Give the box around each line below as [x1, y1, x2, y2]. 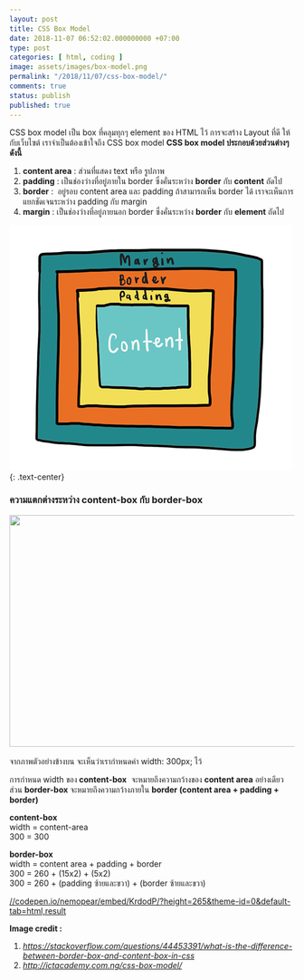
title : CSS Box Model [9, 24, 91, 34]
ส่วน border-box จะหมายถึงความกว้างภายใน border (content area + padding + [9, 784, 280, 795]
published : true [9, 101, 71, 110]
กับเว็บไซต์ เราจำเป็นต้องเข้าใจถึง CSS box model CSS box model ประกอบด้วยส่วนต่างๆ [9, 137, 290, 148]
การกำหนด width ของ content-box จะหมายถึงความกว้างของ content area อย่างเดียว [9, 773, 284, 784]
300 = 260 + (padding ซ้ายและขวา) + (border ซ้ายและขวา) [9, 878, 206, 888]
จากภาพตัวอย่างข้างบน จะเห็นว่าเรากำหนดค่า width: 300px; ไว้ [9, 755, 203, 766]
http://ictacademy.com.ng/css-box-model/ [22, 959, 183, 970]
